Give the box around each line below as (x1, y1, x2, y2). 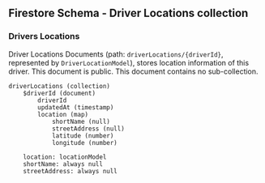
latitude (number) (51, 131, 114, 140)
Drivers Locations (8, 31, 80, 42)
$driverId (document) (23, 89, 96, 97)
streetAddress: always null (23, 167, 118, 175)
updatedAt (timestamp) (37, 103, 114, 112)
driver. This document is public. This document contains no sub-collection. (8, 66, 259, 76)
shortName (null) (51, 117, 111, 126)
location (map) (37, 110, 89, 118)
